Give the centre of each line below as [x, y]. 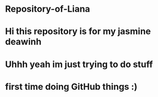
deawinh [23, 42]
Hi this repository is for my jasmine [78, 32]
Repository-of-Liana [48, 9]
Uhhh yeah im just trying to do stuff [79, 64]
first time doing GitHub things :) [71, 86]
